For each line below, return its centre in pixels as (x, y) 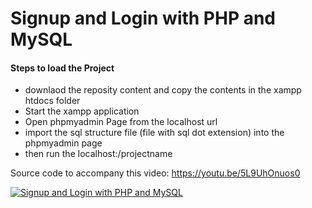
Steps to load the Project (62, 68)
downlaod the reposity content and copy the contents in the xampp (163, 90)
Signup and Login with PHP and (143, 18)
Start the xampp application (82, 111)
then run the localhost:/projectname (98, 154)
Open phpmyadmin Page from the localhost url (121, 122)
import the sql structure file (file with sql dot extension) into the (154, 133)
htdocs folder (52, 101)
